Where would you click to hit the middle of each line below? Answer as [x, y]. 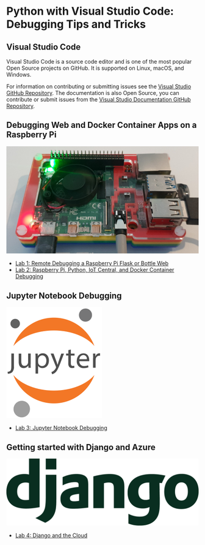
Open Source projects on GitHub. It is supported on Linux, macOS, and [95, 68]
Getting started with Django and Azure [81, 447]
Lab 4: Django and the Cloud [51, 536]
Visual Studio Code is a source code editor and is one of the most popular [99, 62]
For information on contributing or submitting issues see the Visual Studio [99, 86]
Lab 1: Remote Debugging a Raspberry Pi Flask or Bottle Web [92, 263]
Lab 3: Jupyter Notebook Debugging [61, 428]
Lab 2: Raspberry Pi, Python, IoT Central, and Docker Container [95, 270]
